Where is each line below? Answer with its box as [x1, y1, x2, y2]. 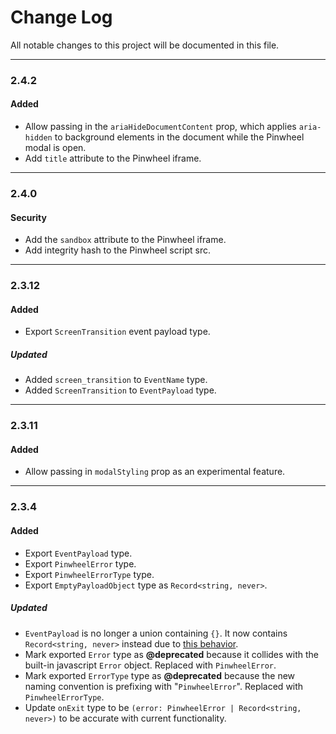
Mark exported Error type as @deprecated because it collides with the [24, 648, 320, 660]
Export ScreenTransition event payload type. [24, 326, 211, 338]
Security [10, 211, 47, 223]
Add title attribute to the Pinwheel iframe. [24, 152, 202, 165]
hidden [24, 133, 53, 143]
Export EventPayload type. [24, 547, 133, 559]
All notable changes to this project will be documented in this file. [10, 39, 280, 51]
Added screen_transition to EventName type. [24, 374, 208, 386]
